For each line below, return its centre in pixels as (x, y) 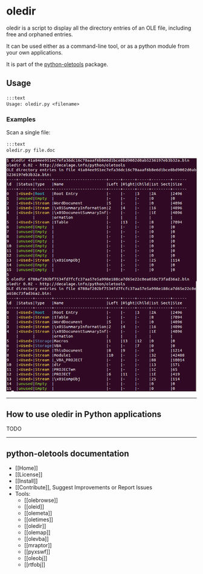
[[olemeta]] (38, 513)
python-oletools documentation (68, 453)
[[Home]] (26, 468)
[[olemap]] (37, 533)
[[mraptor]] (38, 546)
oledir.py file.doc (31, 150)
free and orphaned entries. (40, 34)
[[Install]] (26, 481)
